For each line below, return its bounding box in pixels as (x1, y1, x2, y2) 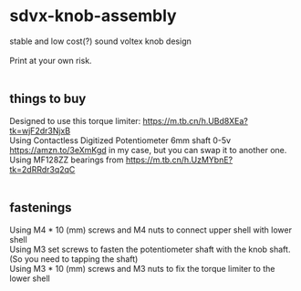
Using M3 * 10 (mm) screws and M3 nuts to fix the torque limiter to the (9, 263, 275, 274)
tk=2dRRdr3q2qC (9, 163, 76, 174)
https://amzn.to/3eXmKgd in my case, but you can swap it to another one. (9, 144, 287, 155)
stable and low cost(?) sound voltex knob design (9, 36, 192, 47)
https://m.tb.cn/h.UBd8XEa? (142, 115, 248, 126)
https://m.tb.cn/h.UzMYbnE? (125, 154, 234, 165)
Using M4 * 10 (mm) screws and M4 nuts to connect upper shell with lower (9, 224, 292, 235)
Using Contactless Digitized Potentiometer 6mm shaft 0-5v (9, 134, 231, 146)
